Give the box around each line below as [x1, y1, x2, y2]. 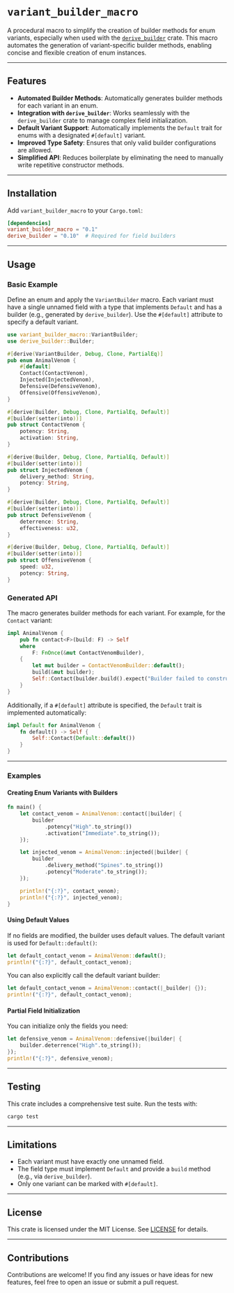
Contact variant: [7, 616, 53, 624]
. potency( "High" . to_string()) [44, 823, 132, 830]
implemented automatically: [7, 708, 87, 717]
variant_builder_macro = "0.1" [7, 226, 98, 233]
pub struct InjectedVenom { [7, 466, 89, 473]
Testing [7, 1081, 41, 1093]
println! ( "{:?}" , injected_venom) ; [19, 894, 123, 901]
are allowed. [17, 145, 53, 154]
